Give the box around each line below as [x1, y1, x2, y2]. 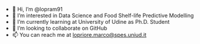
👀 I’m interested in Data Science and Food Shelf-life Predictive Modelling [12, 12, 195, 19]
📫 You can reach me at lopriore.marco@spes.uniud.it [12, 32, 147, 38]
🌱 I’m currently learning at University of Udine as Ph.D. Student [12, 18, 170, 25]
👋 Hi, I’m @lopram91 [12, 6, 63, 12]
